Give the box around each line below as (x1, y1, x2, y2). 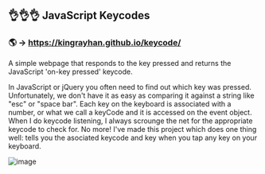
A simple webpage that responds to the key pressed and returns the (8, 58, 232, 68)
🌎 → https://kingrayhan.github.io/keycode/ (8, 37, 181, 48)
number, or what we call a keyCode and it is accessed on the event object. (8, 107, 252, 117)
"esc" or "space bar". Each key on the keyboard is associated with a (8, 99, 232, 108)
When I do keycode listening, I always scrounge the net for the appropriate (8, 116, 253, 126)
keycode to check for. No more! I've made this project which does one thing (8, 124, 257, 133)
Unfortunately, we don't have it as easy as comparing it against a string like (8, 91, 255, 100)
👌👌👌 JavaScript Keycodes (8, 9, 150, 22)
